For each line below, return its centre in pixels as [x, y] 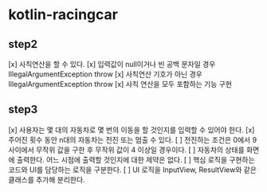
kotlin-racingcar [63, 15]
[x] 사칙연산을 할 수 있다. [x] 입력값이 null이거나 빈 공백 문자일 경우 [112, 64]
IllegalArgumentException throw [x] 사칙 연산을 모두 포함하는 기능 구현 [120, 84]
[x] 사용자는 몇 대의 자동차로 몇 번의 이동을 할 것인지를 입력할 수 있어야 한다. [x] [132, 130]
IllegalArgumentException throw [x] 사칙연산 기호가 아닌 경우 [106, 74]
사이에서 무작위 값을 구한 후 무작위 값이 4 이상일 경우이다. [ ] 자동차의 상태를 [126, 150]
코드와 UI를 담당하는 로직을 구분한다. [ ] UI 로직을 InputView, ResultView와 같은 [133, 170]
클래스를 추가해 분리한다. [47, 179]
